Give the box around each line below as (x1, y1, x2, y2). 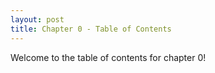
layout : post (10, 14, 65, 25)
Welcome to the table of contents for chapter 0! (10, 51, 207, 63)
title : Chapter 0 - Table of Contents (10, 24, 172, 34)
